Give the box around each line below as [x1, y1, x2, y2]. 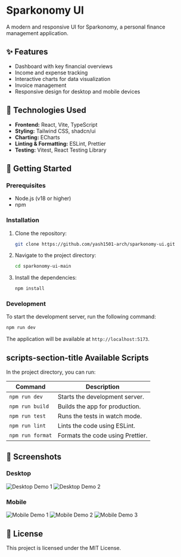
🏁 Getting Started [6, 163, 72, 173]
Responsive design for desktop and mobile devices [14, 87, 141, 95]
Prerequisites [6, 181, 46, 189]
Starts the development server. [57, 393, 145, 401]
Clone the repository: [14, 230, 67, 237]
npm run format [9, 432, 52, 439]
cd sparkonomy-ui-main [14, 263, 71, 270]
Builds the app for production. [57, 402, 141, 411]
